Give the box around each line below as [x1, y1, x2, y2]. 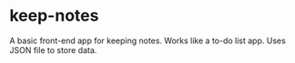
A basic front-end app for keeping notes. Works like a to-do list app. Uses [9, 35, 287, 46]
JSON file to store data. [9, 44, 97, 55]
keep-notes [9, 5, 99, 26]
